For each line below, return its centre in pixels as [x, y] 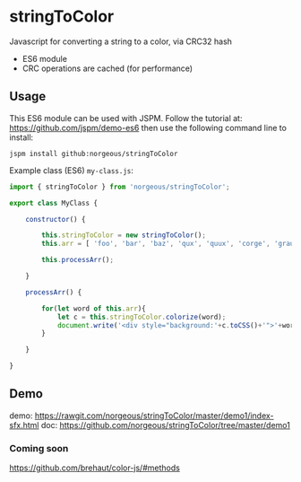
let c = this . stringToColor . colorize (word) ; [142, 317]
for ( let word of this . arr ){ [94, 308]
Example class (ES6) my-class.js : [72, 170]
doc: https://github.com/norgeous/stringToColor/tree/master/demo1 [166, 425]
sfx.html [24, 425]
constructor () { [56, 219]
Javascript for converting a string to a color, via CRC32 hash [121, 41]
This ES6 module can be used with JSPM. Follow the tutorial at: [126, 118]
